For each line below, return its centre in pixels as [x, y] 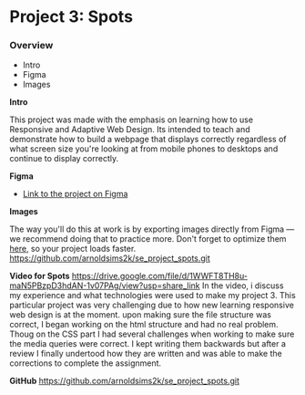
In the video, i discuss [243, 286]
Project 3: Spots [71, 17]
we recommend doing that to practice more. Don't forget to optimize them [148, 239]
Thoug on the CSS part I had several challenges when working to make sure [152, 334]
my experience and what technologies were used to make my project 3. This [152, 296]
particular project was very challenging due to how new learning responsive [152, 305]
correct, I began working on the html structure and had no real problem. [144, 325]
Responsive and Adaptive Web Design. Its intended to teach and [130, 130]
